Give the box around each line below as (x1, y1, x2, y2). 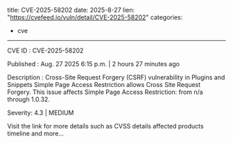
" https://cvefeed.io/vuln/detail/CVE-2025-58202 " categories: (7, 13, 183, 21)
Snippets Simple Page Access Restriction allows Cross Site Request (7, 81, 201, 88)
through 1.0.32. (7, 95, 51, 103)
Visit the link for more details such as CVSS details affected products (7, 122, 204, 130)
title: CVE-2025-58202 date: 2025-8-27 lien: (7, 6, 135, 14)
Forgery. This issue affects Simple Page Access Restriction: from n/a (7, 88, 203, 96)
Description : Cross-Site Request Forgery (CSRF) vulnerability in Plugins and (7, 73, 225, 82)
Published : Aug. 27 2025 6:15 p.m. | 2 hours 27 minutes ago (7, 60, 180, 68)
